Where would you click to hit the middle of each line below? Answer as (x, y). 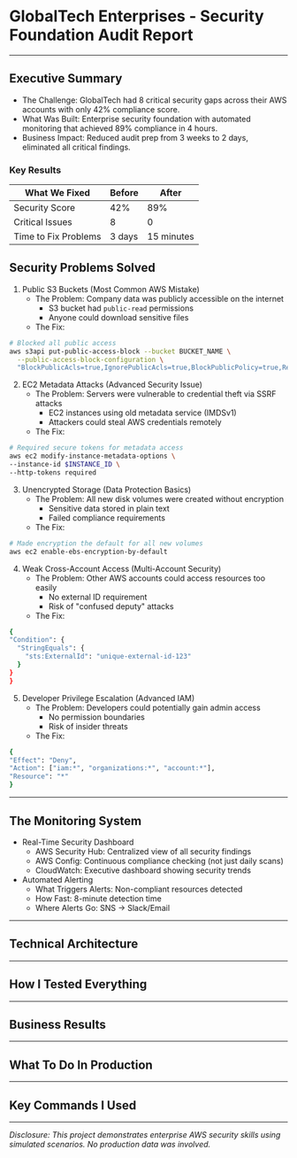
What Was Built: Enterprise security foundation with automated (137, 119)
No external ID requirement (98, 597)
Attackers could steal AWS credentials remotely (135, 422)
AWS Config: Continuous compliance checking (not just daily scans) (160, 861)
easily (46, 587)
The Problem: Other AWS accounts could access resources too (150, 578)
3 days (124, 236)
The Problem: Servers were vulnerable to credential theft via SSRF (156, 394)
